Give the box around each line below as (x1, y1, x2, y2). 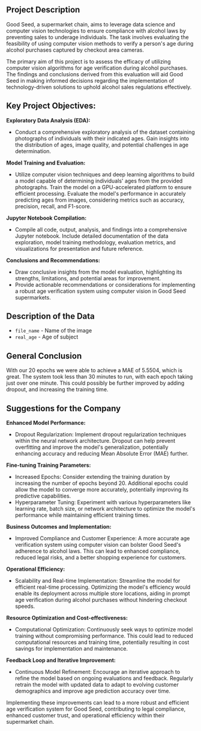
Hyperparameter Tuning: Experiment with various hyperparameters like (14, 499, 191, 506)
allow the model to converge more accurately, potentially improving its (14, 486, 189, 493)
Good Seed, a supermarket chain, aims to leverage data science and (6, 20, 176, 28)
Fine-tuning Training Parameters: (6, 462, 91, 469)
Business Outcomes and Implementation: (6, 523, 112, 531)
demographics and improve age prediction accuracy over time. (14, 687, 171, 695)
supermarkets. (14, 293, 51, 301)
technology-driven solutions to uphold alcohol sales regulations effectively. (6, 83, 192, 91)
